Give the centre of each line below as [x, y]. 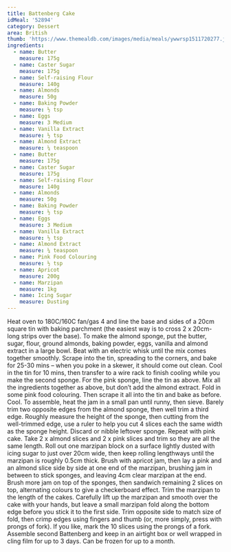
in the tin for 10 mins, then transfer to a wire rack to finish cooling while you [113, 372]
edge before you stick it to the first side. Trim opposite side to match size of [114, 512]
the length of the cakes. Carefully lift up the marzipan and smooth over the [112, 497]
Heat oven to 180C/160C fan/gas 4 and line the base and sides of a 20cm [111, 321]
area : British [27, 33]
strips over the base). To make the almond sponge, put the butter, [114, 336]
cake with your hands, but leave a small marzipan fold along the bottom [108, 504]
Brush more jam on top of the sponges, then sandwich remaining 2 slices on [115, 482]
